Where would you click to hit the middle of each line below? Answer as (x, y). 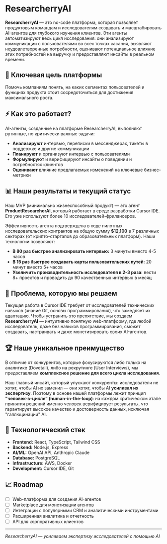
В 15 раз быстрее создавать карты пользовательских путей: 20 (82, 262)
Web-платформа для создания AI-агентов (57, 499)
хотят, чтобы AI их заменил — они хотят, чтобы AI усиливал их (72, 388)
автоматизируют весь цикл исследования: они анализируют (70, 38)
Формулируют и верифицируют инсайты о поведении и (72, 159)
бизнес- (153, 170)
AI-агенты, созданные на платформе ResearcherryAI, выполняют (74, 128)
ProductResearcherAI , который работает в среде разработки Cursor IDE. (83, 211)
